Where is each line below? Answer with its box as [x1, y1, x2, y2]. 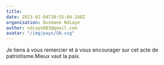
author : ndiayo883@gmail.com [6, 25, 78, 31]
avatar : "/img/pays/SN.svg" [6, 30, 75, 36]
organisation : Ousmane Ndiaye [6, 19, 81, 25]
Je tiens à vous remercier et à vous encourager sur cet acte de [6, 46, 159, 53]
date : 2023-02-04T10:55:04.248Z [6, 14, 85, 20]
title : [6, 8, 22, 15]
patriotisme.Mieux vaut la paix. [6, 53, 81, 60]
